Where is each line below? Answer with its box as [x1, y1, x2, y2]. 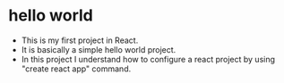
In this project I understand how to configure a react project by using [21, 54, 275, 64]
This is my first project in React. [21, 35, 139, 46]
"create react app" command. [21, 63, 132, 74]
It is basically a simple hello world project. [21, 44, 176, 54]
